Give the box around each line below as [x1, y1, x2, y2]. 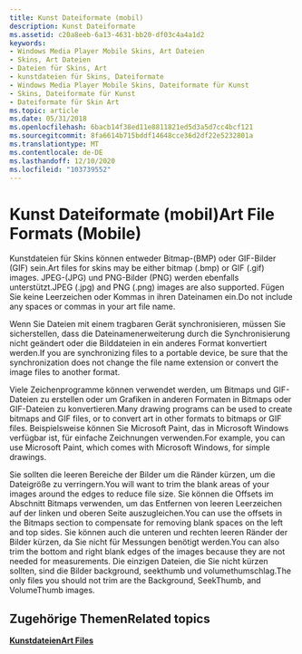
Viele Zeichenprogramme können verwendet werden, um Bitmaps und [9, 384, 271, 395]
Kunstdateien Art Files [9, 635, 93, 646]
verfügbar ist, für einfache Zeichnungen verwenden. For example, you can [9, 432, 286, 444]
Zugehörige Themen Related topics [9, 611, 210, 626]
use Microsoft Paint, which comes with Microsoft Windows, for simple [9, 442, 270, 453]
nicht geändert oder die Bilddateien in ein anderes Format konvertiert [9, 338, 268, 349]
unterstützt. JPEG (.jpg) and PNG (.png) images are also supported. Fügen [9, 282, 285, 293]
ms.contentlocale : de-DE [9, 148, 103, 157]
